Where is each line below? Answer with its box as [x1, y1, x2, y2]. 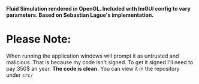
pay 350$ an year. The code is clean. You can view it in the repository [6, 65, 180, 72]
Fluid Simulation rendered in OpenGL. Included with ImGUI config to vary [6, 5, 191, 12]
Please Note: [6, 32, 71, 46]
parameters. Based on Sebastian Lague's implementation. [6, 11, 154, 19]
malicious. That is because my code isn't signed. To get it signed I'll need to [6, 58, 194, 65]
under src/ [6, 71, 34, 79]
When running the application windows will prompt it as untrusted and [6, 52, 179, 59]
